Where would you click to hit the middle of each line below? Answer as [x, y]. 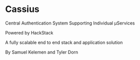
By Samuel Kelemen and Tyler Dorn [42, 52]
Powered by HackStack [29, 32]
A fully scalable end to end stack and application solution [64, 42]
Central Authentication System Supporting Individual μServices [70, 23]
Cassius [22, 9]
